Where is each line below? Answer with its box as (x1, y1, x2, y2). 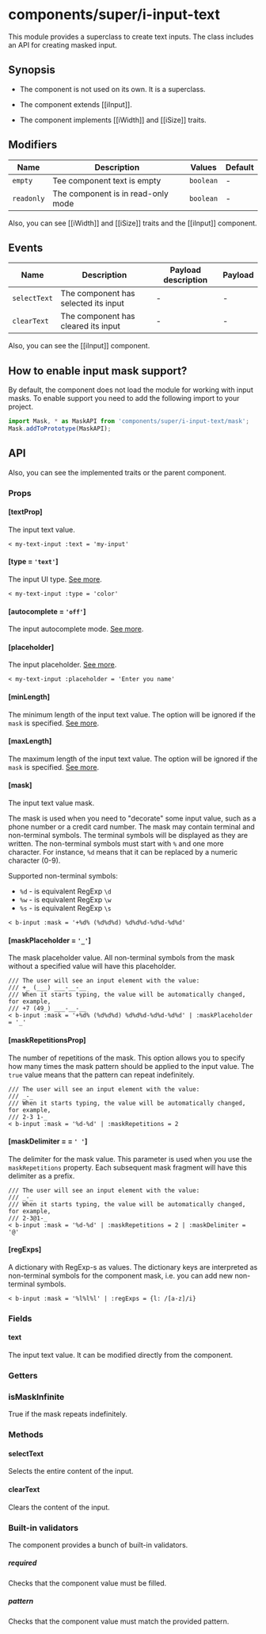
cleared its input (60, 321, 121, 332)
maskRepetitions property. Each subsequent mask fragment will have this (8, 1163, 247, 1172)
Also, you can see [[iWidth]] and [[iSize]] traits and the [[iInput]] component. (8, 218, 257, 228)
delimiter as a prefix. (8, 1171, 75, 1180)
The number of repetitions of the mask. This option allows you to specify (8, 1053, 245, 1063)
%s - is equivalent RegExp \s (19, 903, 112, 913)
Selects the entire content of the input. (8, 1467, 134, 1476)
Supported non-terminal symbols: (8, 871, 119, 881)
